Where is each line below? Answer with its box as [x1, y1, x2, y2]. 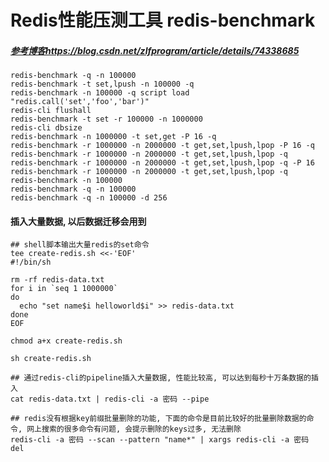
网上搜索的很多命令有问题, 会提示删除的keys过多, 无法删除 [26, 424, 242, 435]
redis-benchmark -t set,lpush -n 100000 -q [10, 79, 195, 90]
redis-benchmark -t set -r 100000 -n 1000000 [10, 114, 203, 125]
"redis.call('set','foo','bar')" [10, 97, 150, 107]
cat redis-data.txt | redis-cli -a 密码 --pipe [10, 394, 210, 405]
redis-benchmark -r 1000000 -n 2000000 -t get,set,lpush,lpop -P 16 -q [10, 141, 315, 151]
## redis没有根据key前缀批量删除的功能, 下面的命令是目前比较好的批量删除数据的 [10, 414, 307, 424]
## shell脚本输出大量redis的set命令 [10, 240, 150, 250]
